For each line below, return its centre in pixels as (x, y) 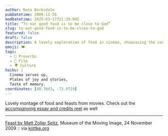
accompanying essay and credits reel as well (51, 108)
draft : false (19, 38)
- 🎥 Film (19, 61)
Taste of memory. (28, 84)
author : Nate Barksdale (30, 10)
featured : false (22, 33)
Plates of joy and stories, (39, 79)
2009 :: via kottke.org (27, 128)
